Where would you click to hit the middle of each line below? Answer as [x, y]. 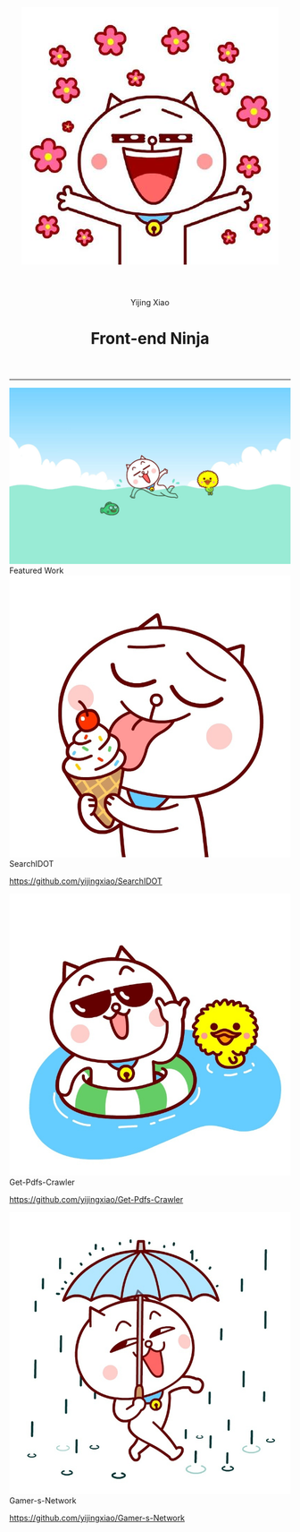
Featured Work [37, 570]
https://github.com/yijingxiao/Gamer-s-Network [97, 1518]
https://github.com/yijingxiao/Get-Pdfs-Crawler [96, 1200]
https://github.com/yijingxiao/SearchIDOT [86, 881]
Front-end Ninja [150, 339]
